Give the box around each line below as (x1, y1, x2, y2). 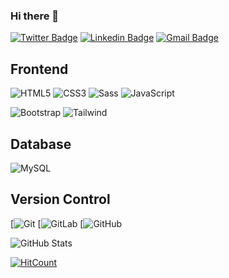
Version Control (10, 191, 111, 208)
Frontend (10, 60, 69, 78)
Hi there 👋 (10, 9, 60, 23)
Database (10, 135, 72, 153)
